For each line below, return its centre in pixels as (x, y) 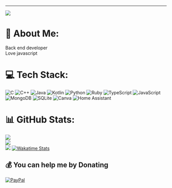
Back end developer (26, 48)
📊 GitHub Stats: (40, 120)
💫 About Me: (32, 34)
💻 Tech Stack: (37, 75)
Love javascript (21, 53)
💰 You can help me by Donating (57, 165)
